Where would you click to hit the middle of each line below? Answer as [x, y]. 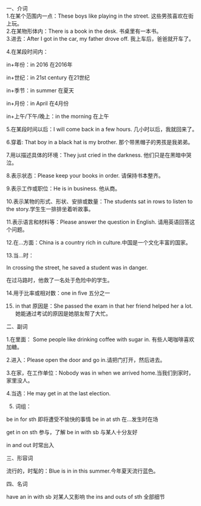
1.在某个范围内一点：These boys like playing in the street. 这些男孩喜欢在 [97, 16]
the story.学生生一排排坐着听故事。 [50, 209]
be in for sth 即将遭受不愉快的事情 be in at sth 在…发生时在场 [82, 419]
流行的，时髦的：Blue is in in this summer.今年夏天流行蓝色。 [83, 471]
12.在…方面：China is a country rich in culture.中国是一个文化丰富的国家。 [99, 242]
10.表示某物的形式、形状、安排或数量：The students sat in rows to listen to [100, 201]
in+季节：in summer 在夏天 [40, 90]
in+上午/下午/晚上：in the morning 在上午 [58, 116]
